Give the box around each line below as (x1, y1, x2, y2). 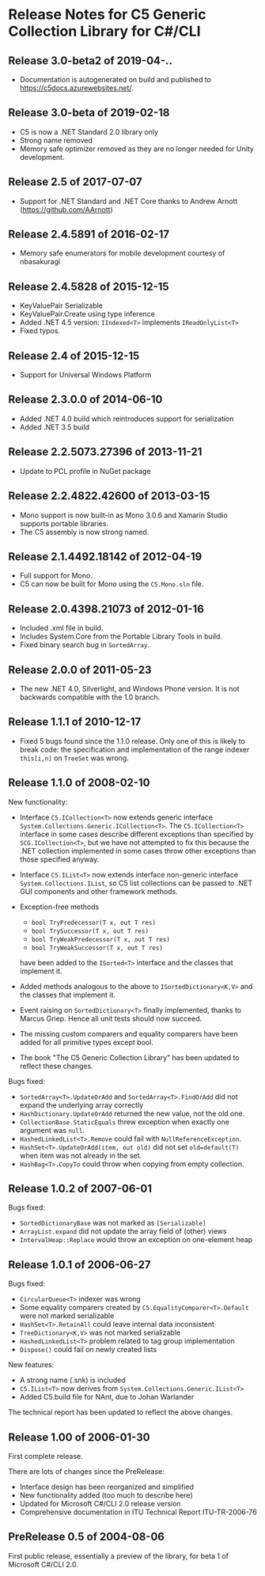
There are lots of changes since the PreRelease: (8, 1467, 165, 1476)
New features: (8, 1360, 55, 1370)
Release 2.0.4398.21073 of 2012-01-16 (8, 602, 204, 616)
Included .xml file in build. (19, 623, 104, 633)
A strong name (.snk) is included (19, 1375, 126, 1385)
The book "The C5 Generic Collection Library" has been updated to (19, 1052, 240, 1062)
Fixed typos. (19, 326, 61, 335)
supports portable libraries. (19, 518, 109, 528)
